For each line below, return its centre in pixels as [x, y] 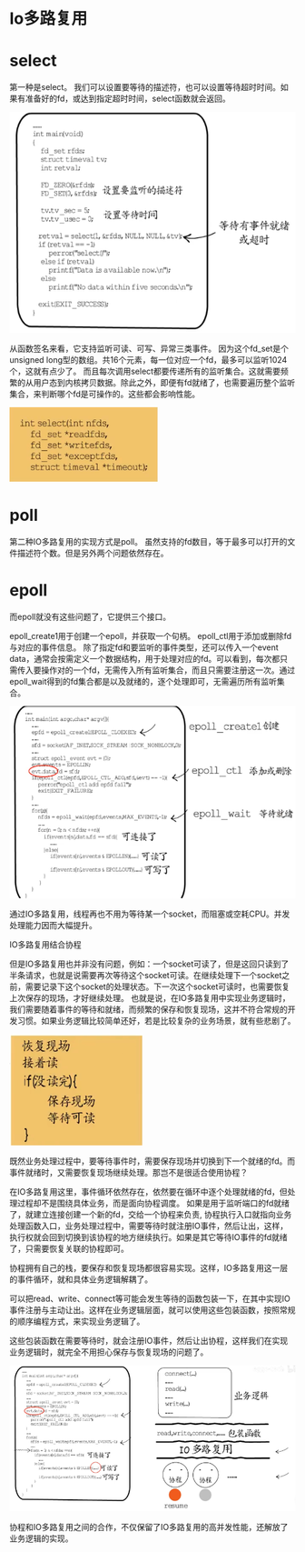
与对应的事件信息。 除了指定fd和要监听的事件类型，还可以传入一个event [144, 647]
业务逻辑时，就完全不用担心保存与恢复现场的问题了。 [109, 1352]
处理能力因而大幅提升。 [53, 925]
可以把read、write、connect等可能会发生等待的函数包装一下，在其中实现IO [150, 1298]
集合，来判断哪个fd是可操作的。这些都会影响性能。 [105, 394]
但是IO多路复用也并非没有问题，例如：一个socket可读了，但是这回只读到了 [149, 964]
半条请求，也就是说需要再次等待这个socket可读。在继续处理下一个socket [146, 975]
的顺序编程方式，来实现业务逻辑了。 [77, 1321]
